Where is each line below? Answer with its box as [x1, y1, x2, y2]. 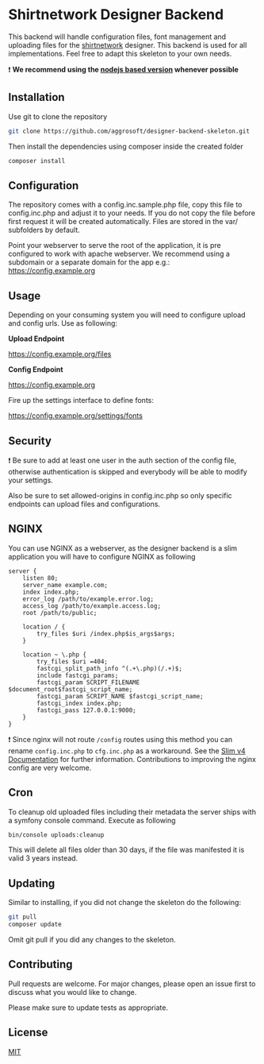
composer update [8, 920, 62, 929]
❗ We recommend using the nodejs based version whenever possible [8, 64, 239, 74]
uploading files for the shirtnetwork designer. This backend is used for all [8, 40, 247, 49]
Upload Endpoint [8, 334, 65, 343]
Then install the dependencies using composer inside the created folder [8, 141, 243, 151]
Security [8, 434, 52, 447]
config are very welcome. [8, 763, 92, 772]
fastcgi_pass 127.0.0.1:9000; [36, 706, 136, 714]
